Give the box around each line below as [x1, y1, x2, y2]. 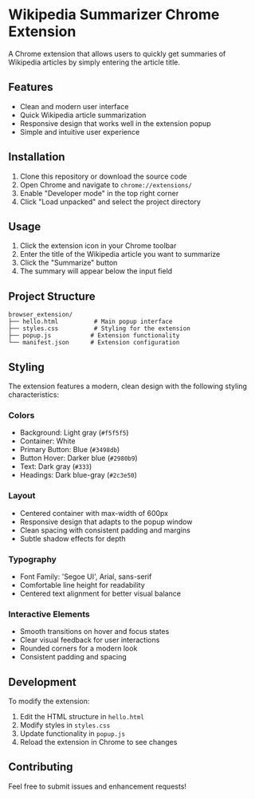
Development [8, 675, 77, 689]
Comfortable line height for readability [19, 580, 145, 589]
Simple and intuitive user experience [19, 127, 140, 136]
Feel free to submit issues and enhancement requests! [8, 781, 187, 791]
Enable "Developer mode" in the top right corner [19, 188, 179, 198]
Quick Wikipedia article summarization [19, 110, 147, 120]
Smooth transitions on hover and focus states [19, 627, 170, 636]
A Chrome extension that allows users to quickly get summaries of [8, 49, 226, 58]
